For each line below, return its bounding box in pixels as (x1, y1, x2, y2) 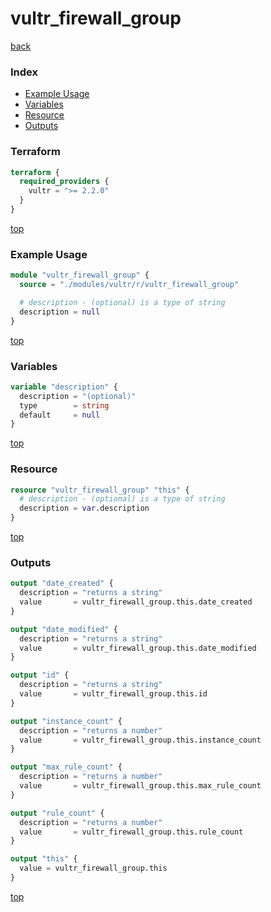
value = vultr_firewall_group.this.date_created (19, 597, 253, 607)
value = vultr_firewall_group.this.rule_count (19, 827, 244, 837)
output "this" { (10, 854, 78, 864)
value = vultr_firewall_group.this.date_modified (19, 643, 257, 653)
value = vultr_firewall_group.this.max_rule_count (19, 781, 262, 791)
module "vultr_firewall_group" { (10, 270, 150, 281)
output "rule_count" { (10, 808, 105, 818)
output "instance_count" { (10, 716, 123, 726)
